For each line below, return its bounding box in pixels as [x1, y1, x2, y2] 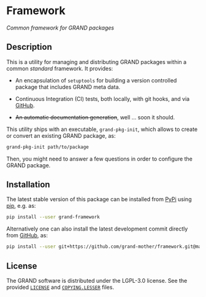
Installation [6, 180, 50, 190]
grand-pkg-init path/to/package [6, 144, 89, 150]
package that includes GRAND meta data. [15, 83, 121, 90]
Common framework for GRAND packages [6, 24, 115, 31]
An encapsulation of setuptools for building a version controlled [15, 76, 177, 84]
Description [6, 42, 52, 52]
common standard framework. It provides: [6, 65, 113, 72]
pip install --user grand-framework [6, 214, 100, 220]
